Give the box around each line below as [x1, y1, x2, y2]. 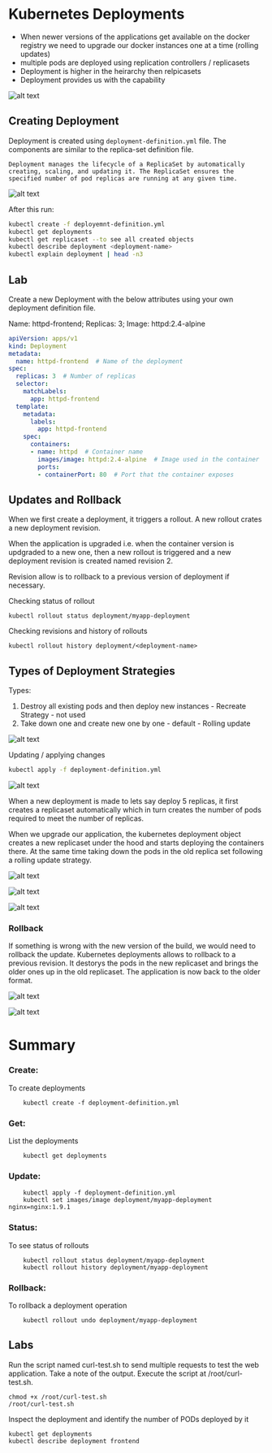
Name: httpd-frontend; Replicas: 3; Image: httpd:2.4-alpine [8, 319, 205, 328]
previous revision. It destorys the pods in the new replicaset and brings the [8, 958, 259, 968]
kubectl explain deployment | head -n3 [8, 250, 144, 258]
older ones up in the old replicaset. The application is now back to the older [8, 967, 261, 977]
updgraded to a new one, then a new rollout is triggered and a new [8, 548, 231, 557]
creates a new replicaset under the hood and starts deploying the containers [8, 838, 265, 848]
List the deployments [8, 1136, 79, 1146]
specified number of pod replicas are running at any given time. [8, 174, 238, 183]
